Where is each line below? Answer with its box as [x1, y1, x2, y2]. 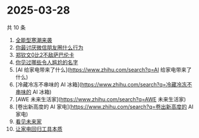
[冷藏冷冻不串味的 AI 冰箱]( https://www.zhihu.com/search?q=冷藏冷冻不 [15, 81, 192, 88]
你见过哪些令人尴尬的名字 [15, 59, 78, 66]
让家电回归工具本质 [15, 125, 63, 132]
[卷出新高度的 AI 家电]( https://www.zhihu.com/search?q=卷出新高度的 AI [15, 103, 194, 110]
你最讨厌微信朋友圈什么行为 [15, 44, 84, 51]
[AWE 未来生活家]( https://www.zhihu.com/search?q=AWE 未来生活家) [15, 95, 186, 102]
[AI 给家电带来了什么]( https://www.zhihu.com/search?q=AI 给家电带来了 [15, 66, 192, 73]
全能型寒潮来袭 [15, 36, 52, 43]
